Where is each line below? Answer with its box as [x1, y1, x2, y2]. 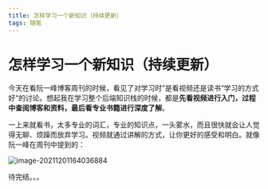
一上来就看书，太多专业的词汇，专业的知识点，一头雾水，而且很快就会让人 [8, 120, 253, 129]
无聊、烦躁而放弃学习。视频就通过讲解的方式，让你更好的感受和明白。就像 [14, 130, 260, 140]
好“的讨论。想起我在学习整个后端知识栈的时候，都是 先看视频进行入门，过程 [8, 93, 257, 103]
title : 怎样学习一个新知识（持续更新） [8, 11, 123, 20]
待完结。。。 [8, 172, 44, 182]
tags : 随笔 [8, 19, 42, 27]
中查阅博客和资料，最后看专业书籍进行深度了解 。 [8, 103, 169, 113]
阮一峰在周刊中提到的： [8, 140, 85, 149]
